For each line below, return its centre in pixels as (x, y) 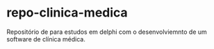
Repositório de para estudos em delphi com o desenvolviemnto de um (107, 32)
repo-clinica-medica (67, 13)
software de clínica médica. (46, 39)
